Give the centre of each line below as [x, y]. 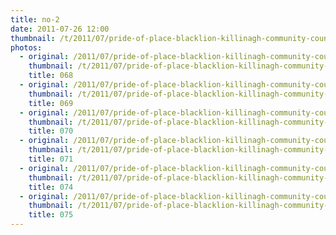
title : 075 [51, 215]
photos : [26, 47]
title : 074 [51, 187]
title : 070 [51, 131]
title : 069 [51, 103]
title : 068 [51, 76]
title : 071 [51, 159]
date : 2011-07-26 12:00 [60, 29]
